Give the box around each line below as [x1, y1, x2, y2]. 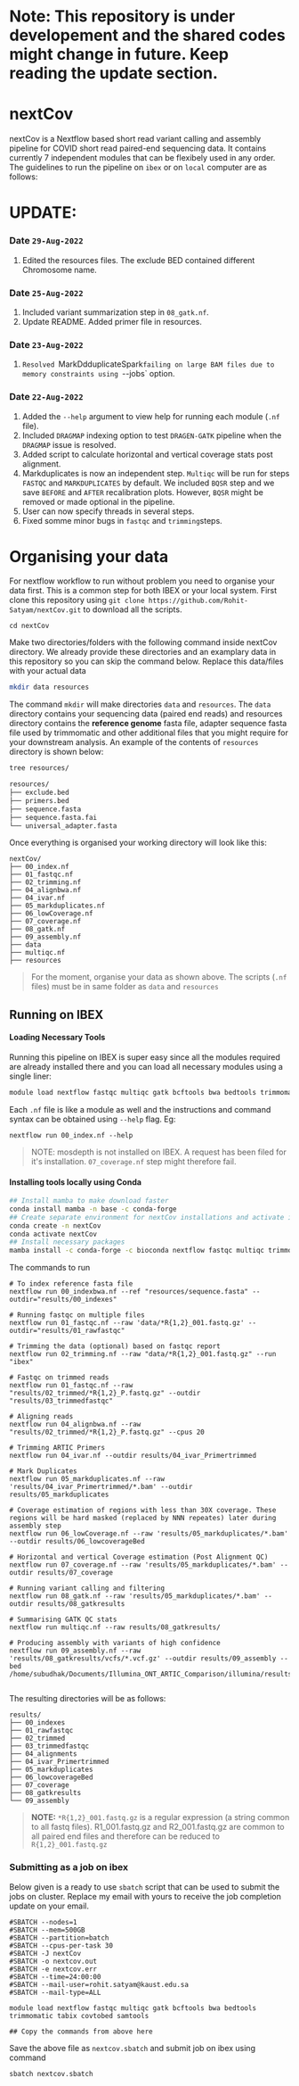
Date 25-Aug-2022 [9, 286, 84, 299]
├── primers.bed [9, 796, 69, 805]
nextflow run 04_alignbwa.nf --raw [9, 1420, 141, 1429]
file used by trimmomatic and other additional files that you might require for [9, 727, 289, 738]
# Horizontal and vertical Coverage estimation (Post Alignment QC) [9, 1552, 269, 1562]
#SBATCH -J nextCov [9, 1949, 82, 1958]
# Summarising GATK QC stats [9, 1615, 117, 1625]
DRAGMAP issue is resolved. [21, 439, 117, 450]
